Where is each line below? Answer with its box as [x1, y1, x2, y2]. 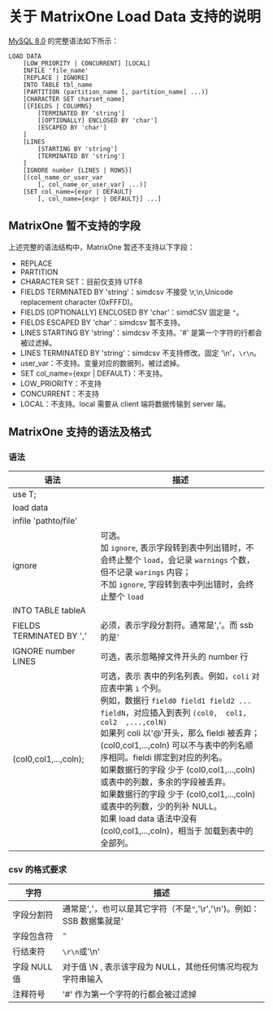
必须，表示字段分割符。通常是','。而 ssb [100, 620, 253, 631]
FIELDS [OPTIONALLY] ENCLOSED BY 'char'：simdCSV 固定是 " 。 [19, 307, 244, 317]
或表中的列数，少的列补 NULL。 [100, 801, 222, 812]
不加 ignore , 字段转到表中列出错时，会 [100, 579, 246, 591]
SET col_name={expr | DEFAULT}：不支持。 [19, 368, 167, 378]
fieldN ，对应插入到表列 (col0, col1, [100, 707, 247, 719]
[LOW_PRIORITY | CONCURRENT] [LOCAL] [23, 59, 151, 68]
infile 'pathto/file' [12, 515, 78, 526]
